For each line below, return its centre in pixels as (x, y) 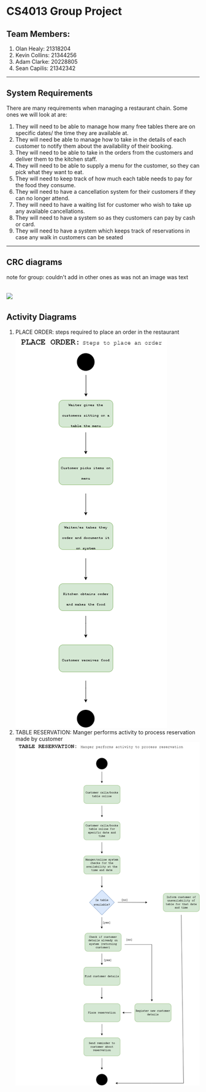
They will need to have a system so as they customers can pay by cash (105, 217)
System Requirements (50, 93)
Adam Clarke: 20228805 (46, 62)
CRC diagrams (34, 262)
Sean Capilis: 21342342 (45, 68)
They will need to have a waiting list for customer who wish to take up (103, 204)
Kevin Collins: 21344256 (46, 55)
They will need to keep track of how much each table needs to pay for (104, 179)
